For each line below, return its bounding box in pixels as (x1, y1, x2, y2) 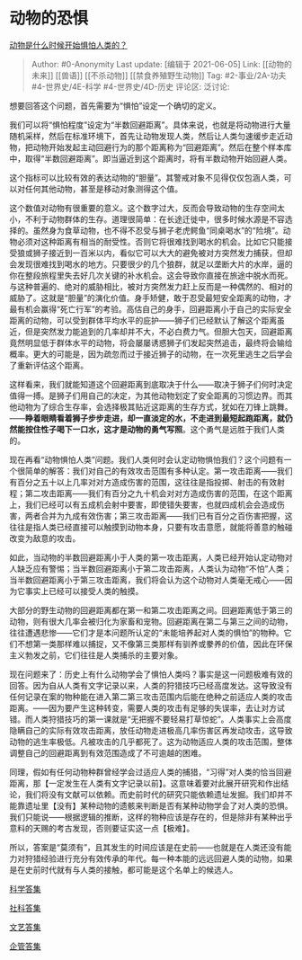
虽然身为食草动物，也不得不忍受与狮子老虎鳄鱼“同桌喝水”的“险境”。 (32, 225, 283, 236)
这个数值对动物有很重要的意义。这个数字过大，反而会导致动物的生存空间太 (9, 202, 285, 213)
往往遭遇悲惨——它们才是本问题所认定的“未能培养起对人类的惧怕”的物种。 (9, 627, 285, 638)
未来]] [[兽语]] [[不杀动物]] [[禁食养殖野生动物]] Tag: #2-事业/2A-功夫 (31, 69, 287, 81)
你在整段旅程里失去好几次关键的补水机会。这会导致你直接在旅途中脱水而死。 (9, 270, 293, 280)
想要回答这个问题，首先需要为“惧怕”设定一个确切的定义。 (9, 100, 222, 111)
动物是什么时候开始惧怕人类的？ (9, 40, 128, 50)
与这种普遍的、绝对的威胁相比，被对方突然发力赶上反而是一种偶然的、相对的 (9, 280, 293, 292)
